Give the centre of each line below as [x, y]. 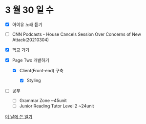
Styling [34, 81]
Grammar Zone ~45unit [43, 101]
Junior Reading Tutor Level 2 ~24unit [57, 106]
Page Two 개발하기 [31, 60]
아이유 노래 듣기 [27, 24]
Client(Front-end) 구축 [41, 71]
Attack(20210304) [31, 40]
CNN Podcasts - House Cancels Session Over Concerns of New [77, 34]
